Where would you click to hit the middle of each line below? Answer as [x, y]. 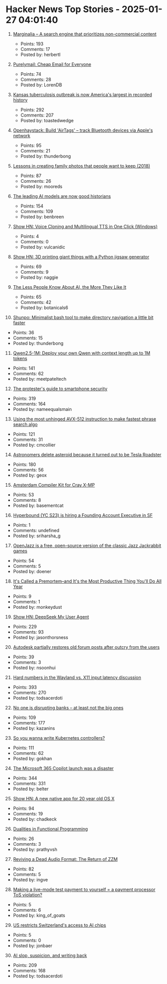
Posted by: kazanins [34, 728]
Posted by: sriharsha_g [37, 536]
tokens [20, 358]
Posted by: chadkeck [35, 819]
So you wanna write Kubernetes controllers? [59, 738]
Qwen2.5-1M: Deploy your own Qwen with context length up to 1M [81, 353]
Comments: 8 [27, 500]
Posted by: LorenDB [41, 85]
